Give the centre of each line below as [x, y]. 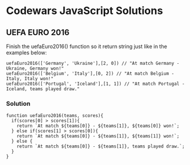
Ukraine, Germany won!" [35, 68]
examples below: [26, 53]
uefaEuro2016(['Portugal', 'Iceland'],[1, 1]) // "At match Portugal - [95, 84]
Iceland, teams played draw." [43, 89]
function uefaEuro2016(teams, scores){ [55, 116]
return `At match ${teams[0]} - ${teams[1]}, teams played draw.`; [101, 147]
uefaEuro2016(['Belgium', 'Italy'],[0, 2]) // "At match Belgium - [90, 74]
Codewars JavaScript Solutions [84, 11]
